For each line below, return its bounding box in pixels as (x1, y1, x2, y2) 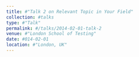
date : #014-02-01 (6, 36, 49, 42)
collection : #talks (6, 14, 54, 20)
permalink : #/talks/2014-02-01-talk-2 (6, 25, 102, 31)
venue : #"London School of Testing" (6, 31, 96, 37)
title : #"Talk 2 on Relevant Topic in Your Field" (6, 8, 134, 15)
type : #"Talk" (6, 20, 41, 26)
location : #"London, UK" (6, 42, 67, 48)
